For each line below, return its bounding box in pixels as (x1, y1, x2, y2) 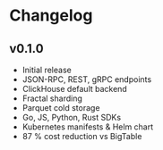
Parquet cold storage (21, 103, 100, 112)
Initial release (21, 64, 72, 75)
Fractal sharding (21, 93, 83, 104)
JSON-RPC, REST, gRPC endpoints (21, 74, 152, 85)
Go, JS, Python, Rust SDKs (21, 112, 122, 122)
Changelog (9, 5, 93, 26)
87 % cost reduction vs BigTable (21, 131, 142, 141)
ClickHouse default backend (21, 84, 127, 94)
